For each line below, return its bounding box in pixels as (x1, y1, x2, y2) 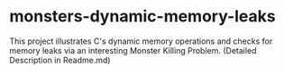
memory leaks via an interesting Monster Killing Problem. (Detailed (9, 45, 257, 55)
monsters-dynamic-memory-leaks (9, 6, 277, 27)
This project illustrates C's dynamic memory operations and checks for (9, 36, 273, 46)
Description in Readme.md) (9, 54, 111, 65)
